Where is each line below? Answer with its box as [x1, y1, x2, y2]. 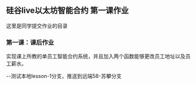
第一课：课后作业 [6, 38, 54, 46]
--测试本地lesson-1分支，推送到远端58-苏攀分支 [6, 73, 122, 80]
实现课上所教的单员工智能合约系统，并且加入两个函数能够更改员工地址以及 [6, 53, 185, 60]
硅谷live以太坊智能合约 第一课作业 [6, 5, 129, 16]
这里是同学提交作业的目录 [6, 22, 68, 29]
